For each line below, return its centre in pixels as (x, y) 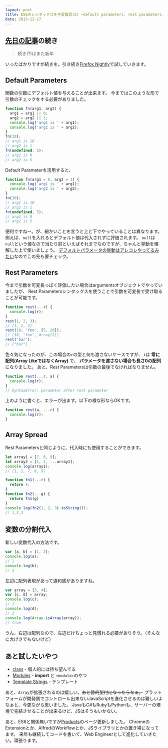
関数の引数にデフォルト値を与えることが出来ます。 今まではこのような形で (82, 93)
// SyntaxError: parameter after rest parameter (57, 390)
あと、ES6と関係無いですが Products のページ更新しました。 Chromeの (77, 722)
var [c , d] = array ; (27, 595)
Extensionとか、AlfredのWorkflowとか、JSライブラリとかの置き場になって (82, 728)
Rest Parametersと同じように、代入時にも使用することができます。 (74, 447)
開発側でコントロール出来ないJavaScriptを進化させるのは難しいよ (95, 698)
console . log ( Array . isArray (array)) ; (43, 618)
